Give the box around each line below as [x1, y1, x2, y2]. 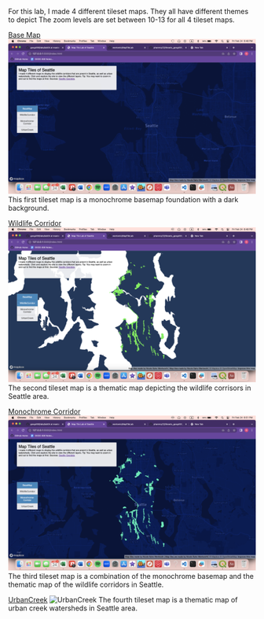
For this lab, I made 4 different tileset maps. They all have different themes [8, 7, 249, 16]
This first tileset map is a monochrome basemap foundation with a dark [8, 195, 239, 204]
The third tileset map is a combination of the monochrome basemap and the [8, 572, 254, 580]
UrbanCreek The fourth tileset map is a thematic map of [8, 595, 238, 604]
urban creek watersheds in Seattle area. [8, 603, 137, 613]
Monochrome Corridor [8, 407, 81, 416]
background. [8, 204, 49, 212]
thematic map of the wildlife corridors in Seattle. [8, 580, 164, 589]
